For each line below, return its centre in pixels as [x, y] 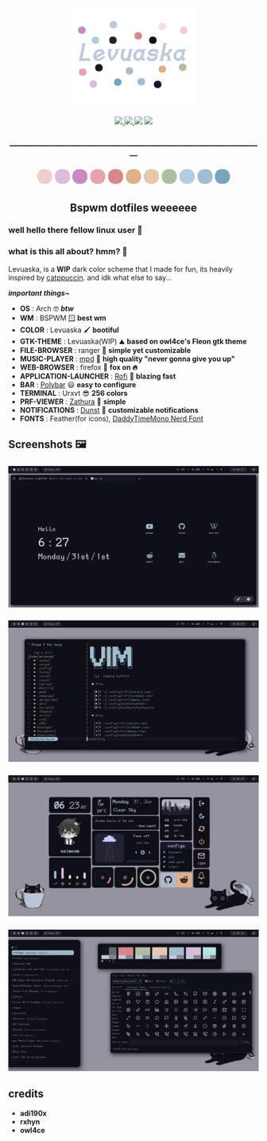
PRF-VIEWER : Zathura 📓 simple [73, 402]
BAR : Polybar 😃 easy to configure [78, 384]
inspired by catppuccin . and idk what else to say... [90, 277]
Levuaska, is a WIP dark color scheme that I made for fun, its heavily [120, 269]
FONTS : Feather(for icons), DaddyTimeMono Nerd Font [112, 418]
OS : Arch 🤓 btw [46, 308]
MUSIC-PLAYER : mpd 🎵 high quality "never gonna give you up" [128, 359]
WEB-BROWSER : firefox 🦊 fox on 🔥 [79, 367]
